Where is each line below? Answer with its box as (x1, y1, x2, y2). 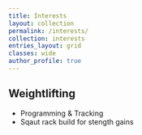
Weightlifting (8, 86, 75, 101)
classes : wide (8, 49, 57, 57)
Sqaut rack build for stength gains (19, 116, 134, 126)
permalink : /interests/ (8, 27, 89, 35)
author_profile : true (8, 57, 82, 65)
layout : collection (8, 19, 75, 27)
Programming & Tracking (19, 108, 104, 118)
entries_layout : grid (8, 42, 82, 50)
